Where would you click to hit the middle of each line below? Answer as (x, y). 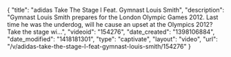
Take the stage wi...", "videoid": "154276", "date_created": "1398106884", (111, 32)
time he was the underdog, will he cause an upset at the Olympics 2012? (110, 24)
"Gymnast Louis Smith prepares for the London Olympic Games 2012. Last (113, 17)
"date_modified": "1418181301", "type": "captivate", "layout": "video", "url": (113, 39)
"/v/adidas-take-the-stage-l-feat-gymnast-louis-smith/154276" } (99, 46)
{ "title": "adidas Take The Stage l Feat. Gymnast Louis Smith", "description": (116, 10)
